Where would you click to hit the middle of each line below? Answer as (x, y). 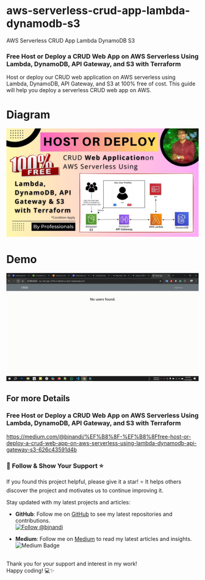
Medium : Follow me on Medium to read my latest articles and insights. (103, 539)
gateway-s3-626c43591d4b (42, 449)
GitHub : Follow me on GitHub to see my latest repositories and (94, 514)
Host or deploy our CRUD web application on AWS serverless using (91, 78)
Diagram (28, 115)
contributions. (33, 521)
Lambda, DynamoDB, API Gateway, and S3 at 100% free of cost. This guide (101, 84)
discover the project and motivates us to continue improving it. (85, 491)
